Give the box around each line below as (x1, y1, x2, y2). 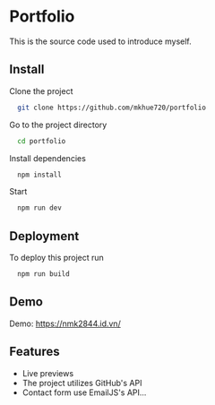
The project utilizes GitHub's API (21, 377, 142, 388)
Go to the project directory (9, 119, 107, 130)
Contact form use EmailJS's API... (21, 387, 147, 398)
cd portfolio (17, 136, 66, 145)
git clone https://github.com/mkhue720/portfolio (17, 103, 206, 112)
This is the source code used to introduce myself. (9, 36, 193, 47)
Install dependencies (9, 152, 87, 163)
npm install (17, 170, 63, 179)
